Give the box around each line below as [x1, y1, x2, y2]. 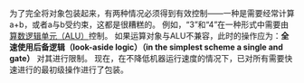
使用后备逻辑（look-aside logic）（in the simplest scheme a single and [16, 41, 283, 52]
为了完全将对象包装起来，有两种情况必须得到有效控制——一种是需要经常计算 [9, 8, 295, 18]
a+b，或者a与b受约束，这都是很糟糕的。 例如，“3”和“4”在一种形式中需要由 [9, 19, 290, 30]
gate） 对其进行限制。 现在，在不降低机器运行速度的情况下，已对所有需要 [9, 53, 285, 63]
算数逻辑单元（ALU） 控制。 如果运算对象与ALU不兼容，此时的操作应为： [9, 31, 281, 41]
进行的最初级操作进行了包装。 [16, 64, 128, 75]
